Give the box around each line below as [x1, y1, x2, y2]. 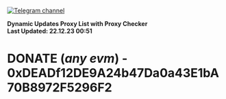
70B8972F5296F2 [7, 80, 112, 96]
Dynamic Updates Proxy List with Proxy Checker [7, 20, 148, 27]
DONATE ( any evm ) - [7, 51, 128, 66]
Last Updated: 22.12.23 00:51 [7, 27, 92, 35]
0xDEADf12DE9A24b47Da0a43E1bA [7, 66, 219, 81]
